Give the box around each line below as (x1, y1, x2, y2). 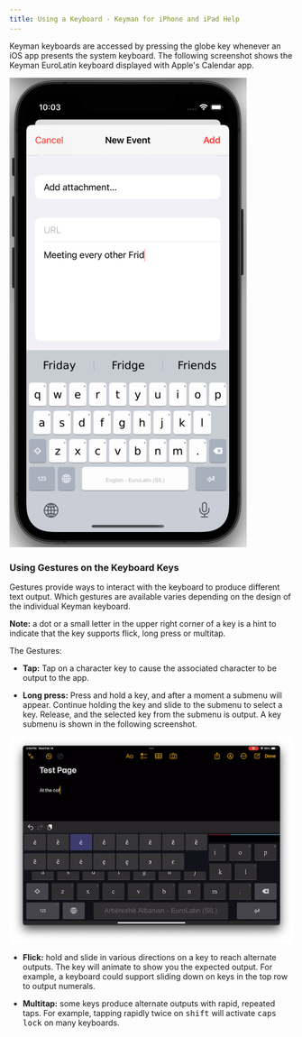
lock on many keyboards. (22, 1017, 120, 1028)
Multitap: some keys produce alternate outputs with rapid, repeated (22, 998, 276, 1009)
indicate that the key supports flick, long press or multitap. (9, 628, 226, 638)
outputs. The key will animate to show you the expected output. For (22, 961, 273, 973)
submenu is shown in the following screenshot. (22, 718, 198, 730)
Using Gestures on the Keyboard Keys (9, 561, 179, 574)
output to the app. (22, 672, 90, 683)
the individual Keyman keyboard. (9, 601, 131, 611)
